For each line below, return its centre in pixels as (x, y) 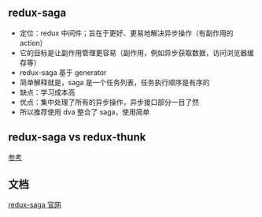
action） (33, 43)
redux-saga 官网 (35, 205)
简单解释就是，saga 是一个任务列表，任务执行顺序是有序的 (114, 82)
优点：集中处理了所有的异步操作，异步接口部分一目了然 (109, 102)
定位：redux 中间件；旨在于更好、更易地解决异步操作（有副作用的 (126, 33)
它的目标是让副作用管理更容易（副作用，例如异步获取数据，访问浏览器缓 (137, 52)
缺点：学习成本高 (47, 92)
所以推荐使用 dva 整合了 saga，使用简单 (85, 112)
